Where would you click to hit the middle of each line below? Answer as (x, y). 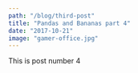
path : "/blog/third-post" (51, 16)
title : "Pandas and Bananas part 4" (69, 23)
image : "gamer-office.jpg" (53, 38)
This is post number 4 (45, 61)
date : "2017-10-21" (41, 30)
